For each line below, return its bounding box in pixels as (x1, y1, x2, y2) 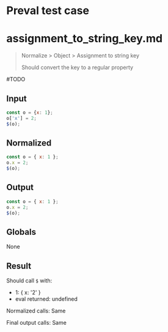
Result (6, 260, 32, 271)
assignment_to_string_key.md (6, 32, 163, 46)
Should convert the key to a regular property (21, 64, 133, 71)
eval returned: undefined (15, 295, 78, 303)
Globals (6, 227, 37, 237)
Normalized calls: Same (6, 307, 66, 315)
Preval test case (6, 4, 90, 18)
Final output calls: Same (6, 319, 67, 326)
